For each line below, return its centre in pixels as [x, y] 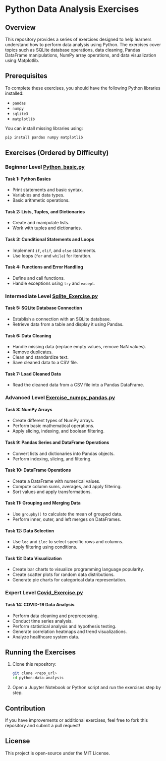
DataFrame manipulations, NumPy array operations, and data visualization [81, 55]
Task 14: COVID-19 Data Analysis [40, 604]
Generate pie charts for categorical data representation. [69, 580]
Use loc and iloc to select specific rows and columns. [68, 542]
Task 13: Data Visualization [33, 558]
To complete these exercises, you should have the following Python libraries [83, 88]
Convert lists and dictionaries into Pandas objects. [63, 453]
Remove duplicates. [32, 352]
